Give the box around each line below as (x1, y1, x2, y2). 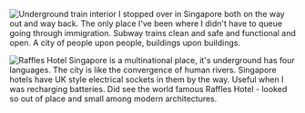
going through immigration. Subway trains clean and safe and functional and (9, 28, 296, 38)
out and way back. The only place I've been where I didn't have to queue (9, 18, 283, 29)
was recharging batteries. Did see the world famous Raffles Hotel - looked (9, 84, 288, 94)
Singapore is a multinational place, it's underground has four (68, 55, 296, 65)
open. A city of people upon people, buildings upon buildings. (9, 37, 241, 48)
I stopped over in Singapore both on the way (117, 9, 285, 19)
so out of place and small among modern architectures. (9, 93, 218, 104)
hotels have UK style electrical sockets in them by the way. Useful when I (9, 74, 284, 85)
